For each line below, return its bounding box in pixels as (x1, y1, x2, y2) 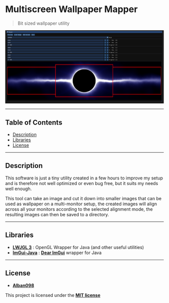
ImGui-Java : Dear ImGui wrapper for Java (12, 250, 102, 256)
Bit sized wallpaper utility (17, 20, 70, 26)
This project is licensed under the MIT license (5, 292, 101, 298)
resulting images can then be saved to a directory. (5, 211, 109, 217)
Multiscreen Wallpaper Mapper (5, 4, 138, 15)
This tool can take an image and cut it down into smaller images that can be (5, 195, 162, 201)
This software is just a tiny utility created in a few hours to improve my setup (5, 175, 163, 181)
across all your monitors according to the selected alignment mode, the (5, 206, 153, 212)
